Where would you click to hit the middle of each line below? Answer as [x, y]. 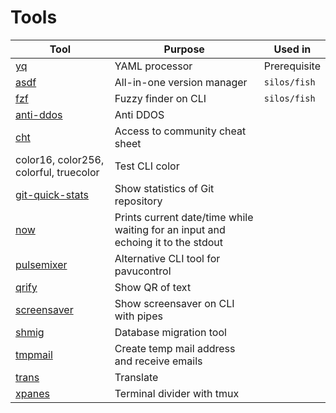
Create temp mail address [175, 348]
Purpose [184, 49]
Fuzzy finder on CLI [160, 98]
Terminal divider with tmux [177, 393]
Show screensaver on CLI [174, 303]
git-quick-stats [52, 194]
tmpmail [34, 354]
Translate [136, 377]
